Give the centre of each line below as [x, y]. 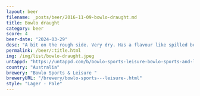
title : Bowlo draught [33, 23]
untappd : [17, 61]
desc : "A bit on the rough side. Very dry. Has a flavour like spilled [97, 45]
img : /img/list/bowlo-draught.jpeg [50, 56]
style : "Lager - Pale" [34, 84]
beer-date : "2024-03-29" [37, 39]
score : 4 [17, 34]
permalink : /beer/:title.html [44, 51]
